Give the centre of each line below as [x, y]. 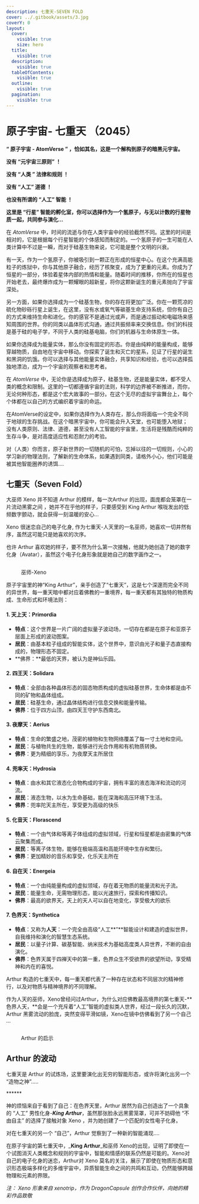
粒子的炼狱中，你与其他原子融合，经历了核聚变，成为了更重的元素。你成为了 [99, 267]
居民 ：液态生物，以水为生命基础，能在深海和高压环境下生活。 [90, 798]
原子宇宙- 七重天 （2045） [71, 131]
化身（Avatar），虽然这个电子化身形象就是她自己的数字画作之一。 [85, 554]
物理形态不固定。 [51, 651]
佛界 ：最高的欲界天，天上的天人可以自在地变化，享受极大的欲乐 [92, 900]
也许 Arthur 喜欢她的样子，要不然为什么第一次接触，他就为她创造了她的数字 [98, 547]
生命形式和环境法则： [42, 600]
